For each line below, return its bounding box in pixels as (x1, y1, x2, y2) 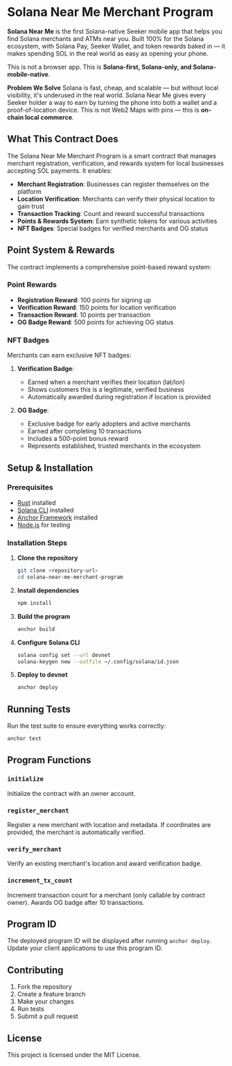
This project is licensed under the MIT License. (7, 1050, 141, 1059)
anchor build (17, 626, 55, 633)
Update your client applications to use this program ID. (7, 944, 163, 952)
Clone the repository (17, 553, 78, 563)
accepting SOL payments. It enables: (7, 166, 112, 174)
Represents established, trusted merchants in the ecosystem (27, 442, 201, 450)
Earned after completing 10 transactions (27, 427, 142, 435)
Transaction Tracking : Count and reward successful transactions (17, 209, 205, 217)
